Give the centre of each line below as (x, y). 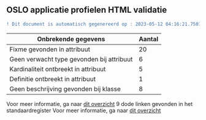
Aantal (149, 39)
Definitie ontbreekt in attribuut (53, 79)
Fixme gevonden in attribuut (50, 49)
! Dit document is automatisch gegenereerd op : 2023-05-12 (85, 24)
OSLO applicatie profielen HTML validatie (87, 10)
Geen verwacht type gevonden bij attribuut (71, 59)
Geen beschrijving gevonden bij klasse (65, 89)
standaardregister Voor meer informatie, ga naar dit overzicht (84, 110)
